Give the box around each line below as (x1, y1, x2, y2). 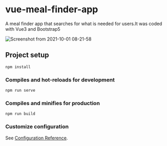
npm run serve (5, 88, 36, 93)
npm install (5, 64, 31, 70)
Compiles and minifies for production (5, 99, 100, 107)
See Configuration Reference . (5, 135, 68, 141)
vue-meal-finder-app (5, 4, 98, 15)
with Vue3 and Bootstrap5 (5, 26, 60, 32)
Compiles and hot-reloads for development (5, 76, 115, 83)
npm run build (5, 111, 36, 116)
